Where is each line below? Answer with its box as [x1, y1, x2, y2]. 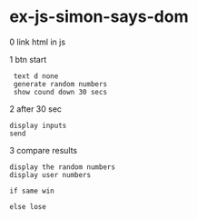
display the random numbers [9, 162, 116, 172]
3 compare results [9, 144, 78, 155]
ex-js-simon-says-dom [9, 6, 189, 27]
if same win [9, 186, 54, 195]
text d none [13, 71, 59, 81]
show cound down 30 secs [13, 87, 107, 96]
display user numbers [9, 170, 92, 179]
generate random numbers [13, 79, 107, 88]
